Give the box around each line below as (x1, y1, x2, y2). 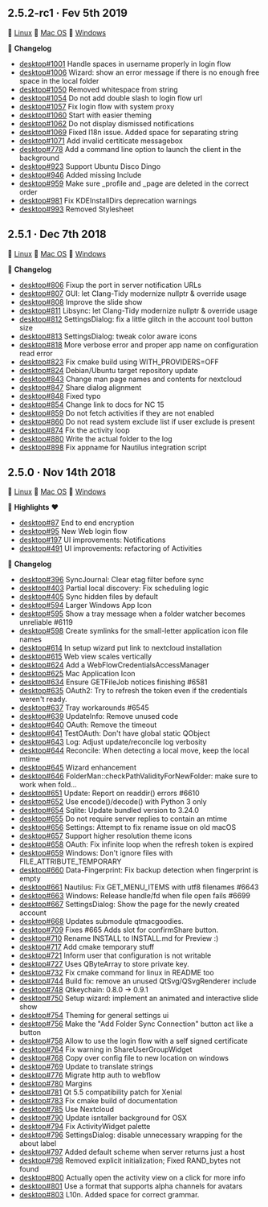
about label (18, 1139, 57, 1148)
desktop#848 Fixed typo (18, 391, 101, 400)
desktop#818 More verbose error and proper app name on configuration (18, 339, 258, 349)
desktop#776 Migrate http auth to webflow (18, 1070, 161, 1080)
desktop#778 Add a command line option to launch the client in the (18, 144, 242, 154)
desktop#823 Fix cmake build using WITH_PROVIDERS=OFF (18, 357, 219, 367)
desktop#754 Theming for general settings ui (18, 1011, 169, 1020)
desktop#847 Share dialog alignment (18, 382, 142, 392)
